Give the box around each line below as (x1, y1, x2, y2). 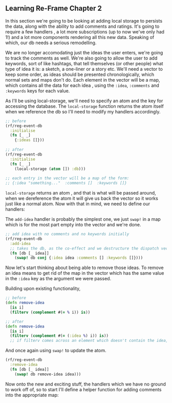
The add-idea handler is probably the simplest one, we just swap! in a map (5, 216, 161, 222)
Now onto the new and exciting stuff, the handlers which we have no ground (5, 381, 166, 387)
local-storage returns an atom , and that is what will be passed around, (5, 190, 156, 196)
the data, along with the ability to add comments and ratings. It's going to (5, 23, 160, 29)
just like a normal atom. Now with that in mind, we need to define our (5, 201, 150, 207)
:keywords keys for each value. (5, 87, 70, 94)
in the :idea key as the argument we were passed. (5, 276, 112, 282)
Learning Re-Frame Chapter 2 (5, 4, 102, 13)
